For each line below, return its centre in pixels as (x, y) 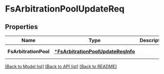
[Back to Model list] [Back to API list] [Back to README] (61, 67)
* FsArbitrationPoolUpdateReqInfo (95, 52)
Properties (21, 27)
